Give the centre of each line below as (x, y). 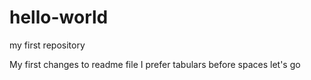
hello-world (59, 17)
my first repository (47, 45)
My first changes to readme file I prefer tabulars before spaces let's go (155, 64)
